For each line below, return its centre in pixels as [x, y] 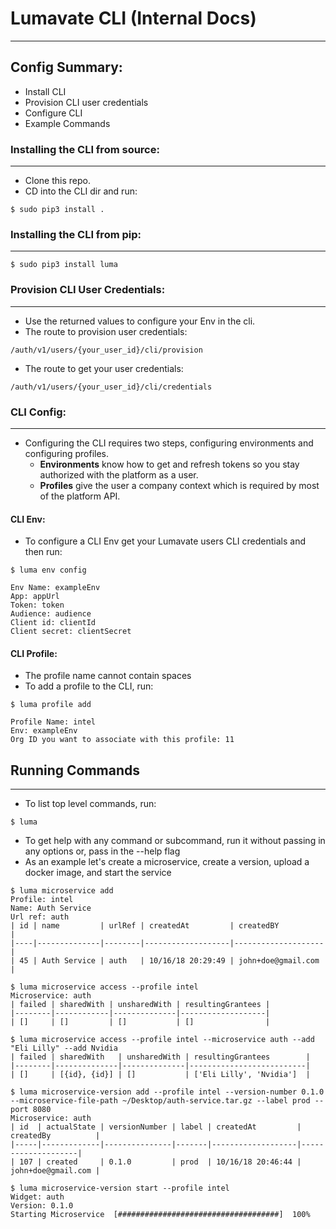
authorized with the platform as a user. [119, 474]
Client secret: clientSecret [71, 632]
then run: [43, 552]
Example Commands [67, 123]
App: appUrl [35, 597]
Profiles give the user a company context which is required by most [179, 485]
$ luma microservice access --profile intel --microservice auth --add [162, 1040]
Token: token [37, 605]
